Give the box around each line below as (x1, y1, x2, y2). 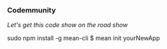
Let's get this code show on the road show (7, 21, 129, 29)
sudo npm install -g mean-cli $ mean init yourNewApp (7, 34, 160, 42)
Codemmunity (7, 5, 56, 15)
